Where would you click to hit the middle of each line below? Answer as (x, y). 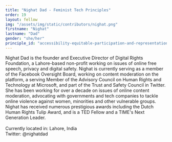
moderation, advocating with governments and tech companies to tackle (82, 96)
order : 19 (16, 15)
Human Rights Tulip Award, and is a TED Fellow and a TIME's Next (75, 112)
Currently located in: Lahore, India (41, 128)
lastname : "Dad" (23, 34)
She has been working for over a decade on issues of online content (77, 90)
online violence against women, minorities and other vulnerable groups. (81, 101)
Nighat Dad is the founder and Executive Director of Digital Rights (74, 58)
